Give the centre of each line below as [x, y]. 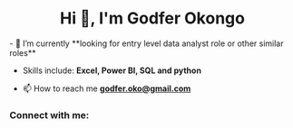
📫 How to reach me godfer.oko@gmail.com [107, 88]
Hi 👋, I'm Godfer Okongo [152, 18]
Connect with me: [49, 114]
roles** [23, 52]
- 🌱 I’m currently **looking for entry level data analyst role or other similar [146, 43]
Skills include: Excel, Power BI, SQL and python [112, 70]
